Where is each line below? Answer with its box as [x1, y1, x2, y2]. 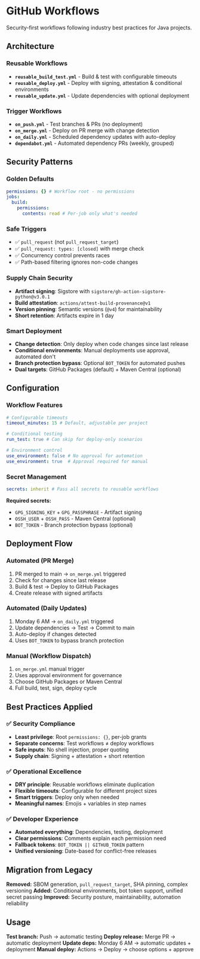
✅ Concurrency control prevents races [14, 252, 110, 259]
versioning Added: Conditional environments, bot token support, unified [6, 887, 183, 894]
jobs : [6, 194, 20, 200]
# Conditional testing [6, 431, 63, 437]
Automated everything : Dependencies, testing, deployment [14, 829, 163, 836]
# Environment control [6, 447, 63, 453]
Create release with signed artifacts [14, 589, 103, 596]
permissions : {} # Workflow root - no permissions [6, 188, 135, 194]
